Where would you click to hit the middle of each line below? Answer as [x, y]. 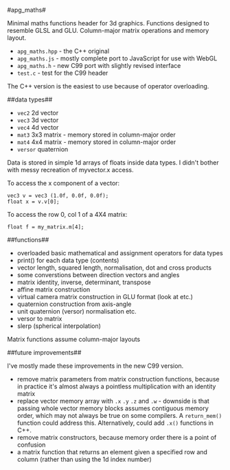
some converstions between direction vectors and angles [98, 275]
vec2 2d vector [38, 113]
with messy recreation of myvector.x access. [70, 170]
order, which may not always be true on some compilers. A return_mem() [119, 415]
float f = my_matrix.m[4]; [46, 227]
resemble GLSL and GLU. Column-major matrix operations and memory [108, 31]
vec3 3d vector [38, 120]
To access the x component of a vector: [64, 183]
